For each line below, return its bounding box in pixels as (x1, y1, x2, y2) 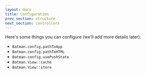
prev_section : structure (5, 16, 55, 21)
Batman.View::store (12, 65, 52, 70)
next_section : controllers (5, 20, 60, 26)
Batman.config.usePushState (12, 55, 69, 60)
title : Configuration (5, 12, 49, 17)
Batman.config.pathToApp (12, 44, 63, 49)
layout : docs (5, 7, 32, 12)
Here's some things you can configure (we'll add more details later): (5, 34, 141, 40)
